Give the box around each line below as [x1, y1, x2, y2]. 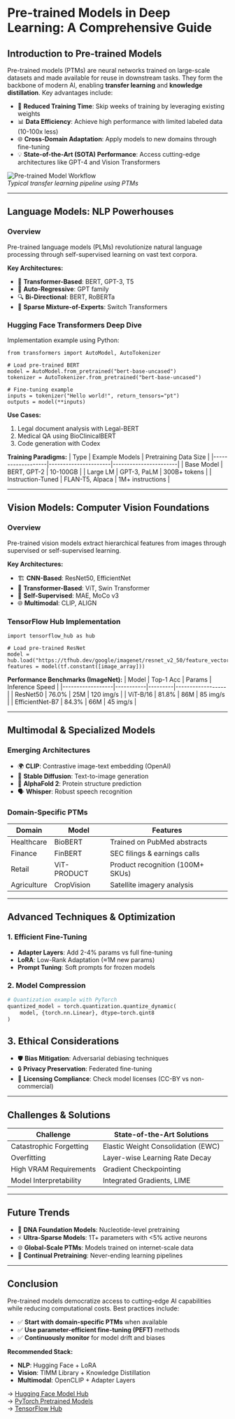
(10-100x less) [17, 127, 59, 136]
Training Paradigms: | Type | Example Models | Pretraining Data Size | [7, 453, 210, 461]
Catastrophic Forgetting [10, 1142, 89, 1152]
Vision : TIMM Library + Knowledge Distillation [17, 1368, 150, 1376]
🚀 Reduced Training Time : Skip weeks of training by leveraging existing [17, 102, 225, 110]
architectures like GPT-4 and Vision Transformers [17, 158, 161, 166]
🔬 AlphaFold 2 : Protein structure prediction [17, 779, 142, 788]
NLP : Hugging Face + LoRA [17, 1361, 97, 1369]
